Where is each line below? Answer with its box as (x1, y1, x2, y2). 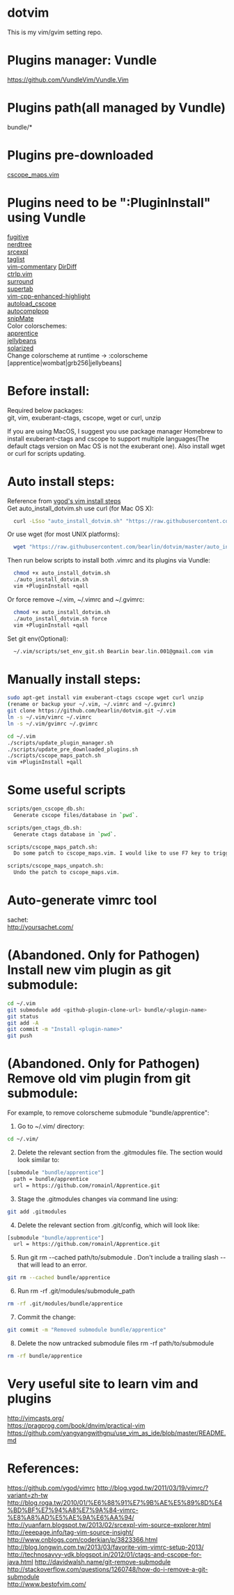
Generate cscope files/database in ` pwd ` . (13, 811, 139, 818)
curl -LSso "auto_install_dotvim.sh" (13, 517, 123, 524)
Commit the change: (17, 1313, 77, 1321)
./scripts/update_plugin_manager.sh (7, 739, 114, 747)
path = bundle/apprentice (13, 1175, 89, 1182)
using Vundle (7, 209, 86, 225)
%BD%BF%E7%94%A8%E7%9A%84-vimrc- (7, 1506, 139, 1514)
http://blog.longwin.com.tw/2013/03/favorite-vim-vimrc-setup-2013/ (7, 1543, 204, 1551)
